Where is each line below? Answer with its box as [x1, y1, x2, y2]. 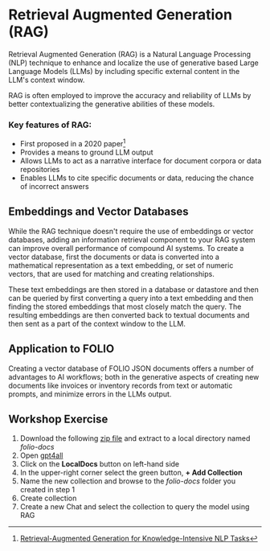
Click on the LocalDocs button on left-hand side [19, 459, 180, 469]
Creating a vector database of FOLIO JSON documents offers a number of [8, 364, 255, 373]
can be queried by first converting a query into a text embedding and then [8, 293, 254, 302]
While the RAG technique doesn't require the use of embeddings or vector [8, 226, 254, 236]
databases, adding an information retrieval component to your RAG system [8, 235, 256, 245]
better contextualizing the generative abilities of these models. [8, 99, 215, 109]
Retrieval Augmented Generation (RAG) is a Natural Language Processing [8, 49, 252, 59]
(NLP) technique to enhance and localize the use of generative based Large [8, 58, 260, 68]
